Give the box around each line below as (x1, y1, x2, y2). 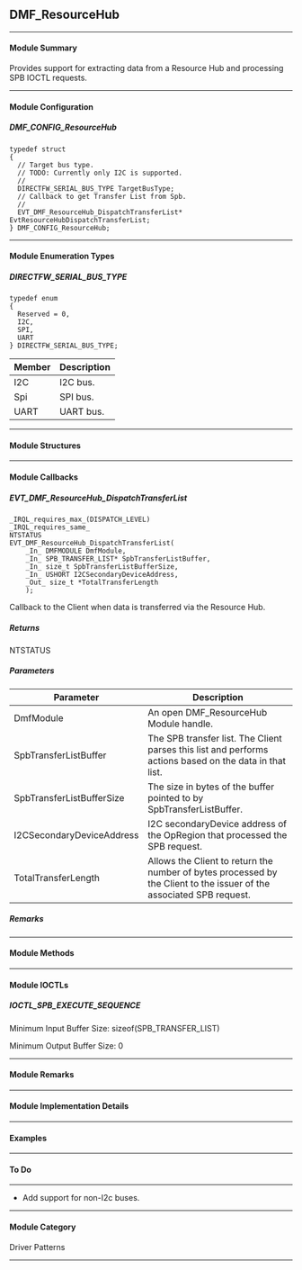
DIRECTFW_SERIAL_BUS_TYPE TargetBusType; (17, 184, 175, 193)
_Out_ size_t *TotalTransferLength (25, 578, 159, 587)
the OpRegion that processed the (147, 828, 288, 841)
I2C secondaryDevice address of (147, 817, 288, 830)
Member (13, 361, 51, 374)
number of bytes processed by (147, 866, 278, 878)
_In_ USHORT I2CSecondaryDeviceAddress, (25, 570, 179, 579)
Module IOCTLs (9, 979, 69, 990)
